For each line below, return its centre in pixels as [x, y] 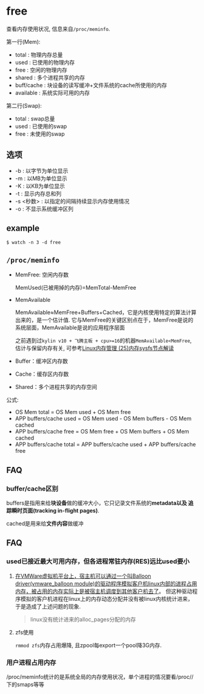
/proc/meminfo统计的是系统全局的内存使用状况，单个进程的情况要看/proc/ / [100, 677]
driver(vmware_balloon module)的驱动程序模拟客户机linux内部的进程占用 [106, 583]
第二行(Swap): [24, 105]
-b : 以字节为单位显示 [42, 170]
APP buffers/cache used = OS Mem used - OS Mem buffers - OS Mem [103, 419]
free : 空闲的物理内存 [41, 70]
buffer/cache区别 [32, 488]
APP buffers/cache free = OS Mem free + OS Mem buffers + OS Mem [102, 432]
